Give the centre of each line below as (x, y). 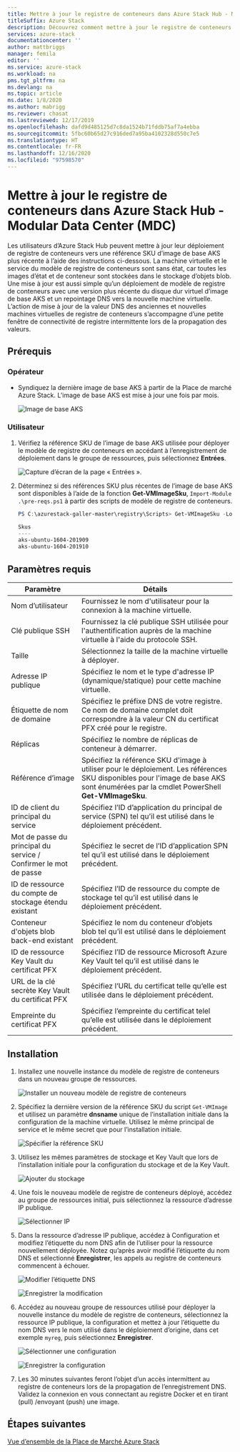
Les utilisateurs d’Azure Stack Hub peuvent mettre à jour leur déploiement (116, 245)
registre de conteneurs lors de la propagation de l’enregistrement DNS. (122, 1386)
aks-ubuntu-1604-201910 (53, 547)
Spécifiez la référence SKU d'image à (144, 760)
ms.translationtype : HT (43, 140)
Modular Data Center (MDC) (92, 226)
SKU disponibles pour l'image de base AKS (154, 778)
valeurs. (19, 329)
